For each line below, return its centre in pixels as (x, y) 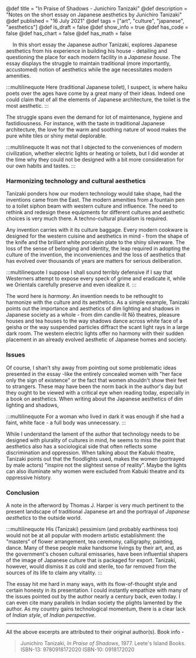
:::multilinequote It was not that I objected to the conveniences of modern (94, 147)
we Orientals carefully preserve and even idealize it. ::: (71, 285)
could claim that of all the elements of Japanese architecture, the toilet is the (98, 100)
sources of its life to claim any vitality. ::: (54, 573)
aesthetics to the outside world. (44, 518)
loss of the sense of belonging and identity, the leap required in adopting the (98, 249)
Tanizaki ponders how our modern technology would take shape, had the (94, 194)
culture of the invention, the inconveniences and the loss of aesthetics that (96, 255)
